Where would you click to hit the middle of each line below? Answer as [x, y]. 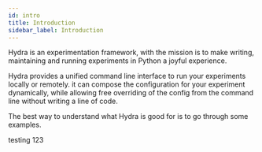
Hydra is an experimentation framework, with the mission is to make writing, [131, 53]
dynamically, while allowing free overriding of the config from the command [131, 93]
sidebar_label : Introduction [56, 30]
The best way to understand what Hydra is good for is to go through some [128, 117]
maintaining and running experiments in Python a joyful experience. [118, 61]
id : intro [24, 15]
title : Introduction [42, 23]
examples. [25, 125]
